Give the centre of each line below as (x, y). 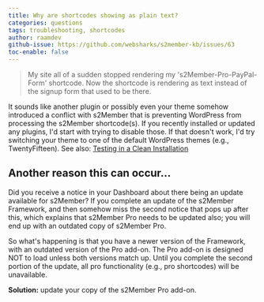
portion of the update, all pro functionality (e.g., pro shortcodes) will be (124, 266)
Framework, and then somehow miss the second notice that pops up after (128, 209)
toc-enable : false (38, 52)
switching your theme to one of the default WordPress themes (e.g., (119, 140)
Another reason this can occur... (90, 173)
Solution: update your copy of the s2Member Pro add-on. (102, 289)
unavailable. (28, 274)
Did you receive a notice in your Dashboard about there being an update (126, 192)
